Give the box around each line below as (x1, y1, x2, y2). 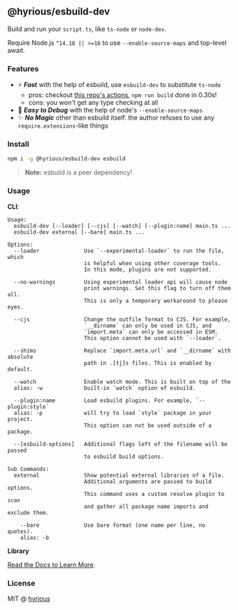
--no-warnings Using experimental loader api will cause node (14, 278, 228, 286)
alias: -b (20, 534, 50, 541)
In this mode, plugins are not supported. (83, 266, 212, 273)
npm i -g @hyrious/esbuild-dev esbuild (7, 155, 126, 162)
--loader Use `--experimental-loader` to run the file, (14, 247, 224, 254)
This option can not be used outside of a (83, 422, 212, 429)
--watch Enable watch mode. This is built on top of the (14, 378, 232, 386)
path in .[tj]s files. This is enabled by (83, 359, 212, 366)
